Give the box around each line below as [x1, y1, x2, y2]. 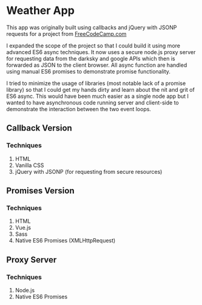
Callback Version [6, 123, 73, 134]
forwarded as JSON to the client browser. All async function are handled [6, 61, 187, 69]
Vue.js [15, 224, 32, 231]
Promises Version [6, 186, 75, 196]
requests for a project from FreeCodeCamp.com [6, 30, 127, 37]
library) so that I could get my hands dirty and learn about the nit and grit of [6, 86, 195, 93]
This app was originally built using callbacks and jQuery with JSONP [6, 24, 177, 31]
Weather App [6, 4, 75, 18]
